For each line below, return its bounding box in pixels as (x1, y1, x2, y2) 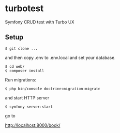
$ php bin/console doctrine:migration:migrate (5, 86, 101, 91)
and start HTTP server (5, 95, 49, 100)
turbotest (5, 3, 44, 14)
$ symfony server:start (5, 104, 53, 109)
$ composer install (5, 68, 45, 73)
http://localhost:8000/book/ (5, 122, 60, 128)
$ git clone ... (5, 46, 38, 51)
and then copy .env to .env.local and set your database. (5, 55, 116, 60)
